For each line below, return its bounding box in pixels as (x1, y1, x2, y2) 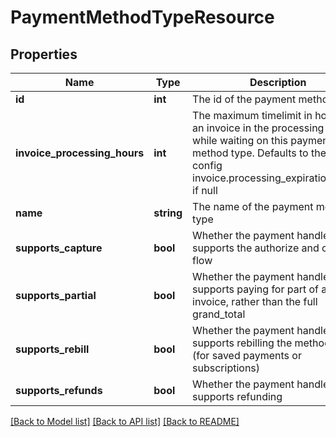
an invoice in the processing (192, 121, 325, 135)
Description (249, 76, 307, 89)
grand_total (192, 307, 246, 321)
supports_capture (15, 241, 103, 255)
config (192, 159, 223, 172)
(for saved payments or (192, 349, 302, 362)
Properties (10, 46, 78, 63)
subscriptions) (192, 361, 261, 375)
